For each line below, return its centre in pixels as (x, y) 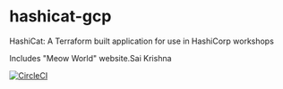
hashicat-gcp (60, 16)
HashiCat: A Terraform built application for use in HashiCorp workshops (142, 41)
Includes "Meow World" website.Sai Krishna (90, 58)
